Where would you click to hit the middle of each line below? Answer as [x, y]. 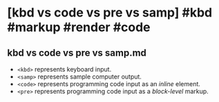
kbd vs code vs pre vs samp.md [77, 53]
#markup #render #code [79, 27]
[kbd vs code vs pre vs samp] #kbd [110, 13]
